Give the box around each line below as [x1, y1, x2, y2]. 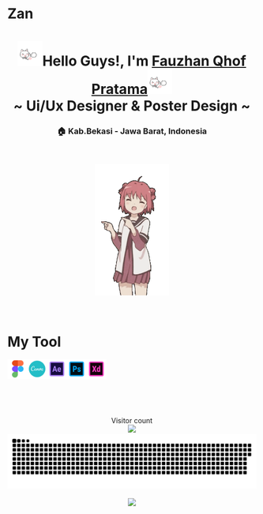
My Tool [7, 332, 62, 351]
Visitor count [111, 416, 153, 426]
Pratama [91, 81, 148, 99]
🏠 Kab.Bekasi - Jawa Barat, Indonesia [57, 126, 207, 137]
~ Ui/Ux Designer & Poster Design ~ [13, 97, 250, 115]
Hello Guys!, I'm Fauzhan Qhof [42, 52, 246, 70]
